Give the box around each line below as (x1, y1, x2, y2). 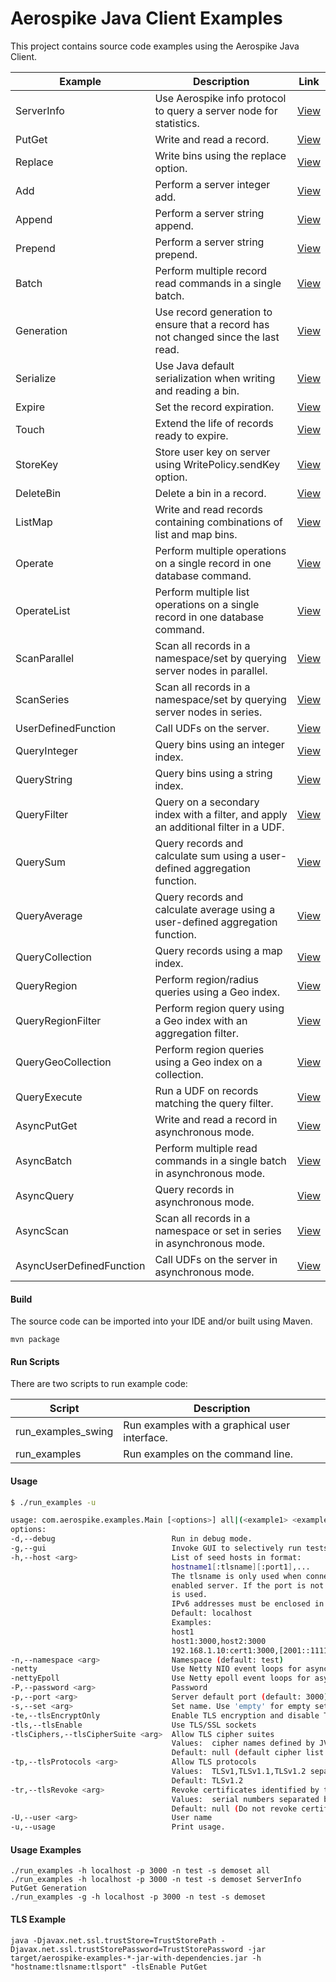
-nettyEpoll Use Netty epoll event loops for (10, 1673, 311, 1684)
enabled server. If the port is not (171, 1580, 325, 1591)
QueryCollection (15, 950, 92, 964)
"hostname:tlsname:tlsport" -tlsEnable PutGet (10, 1962, 208, 1972)
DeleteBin (15, 486, 62, 500)
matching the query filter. (154, 1096, 274, 1110)
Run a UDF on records (154, 1083, 259, 1097)
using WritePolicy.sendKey (154, 457, 281, 471)
